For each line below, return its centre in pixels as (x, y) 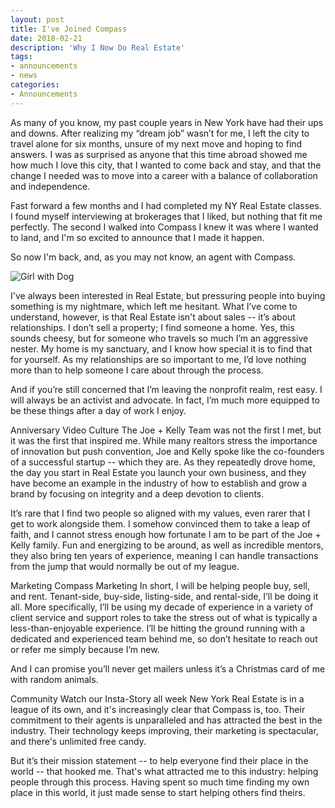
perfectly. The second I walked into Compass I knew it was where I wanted (164, 227)
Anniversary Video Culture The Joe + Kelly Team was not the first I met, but (166, 430)
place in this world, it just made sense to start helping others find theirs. (158, 792)
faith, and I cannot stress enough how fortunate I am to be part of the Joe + (166, 534)
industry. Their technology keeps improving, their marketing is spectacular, (164, 730)
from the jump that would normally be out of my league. (125, 566)
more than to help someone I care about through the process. (137, 370)
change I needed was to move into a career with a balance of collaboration (164, 175)
